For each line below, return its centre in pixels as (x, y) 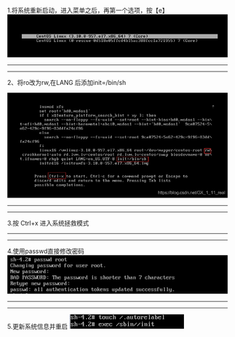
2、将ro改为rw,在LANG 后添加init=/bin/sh (67, 83)
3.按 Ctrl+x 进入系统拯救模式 (48, 223)
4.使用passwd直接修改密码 (46, 251)
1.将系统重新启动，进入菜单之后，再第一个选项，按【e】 (88, 10)
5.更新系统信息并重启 (37, 326)
